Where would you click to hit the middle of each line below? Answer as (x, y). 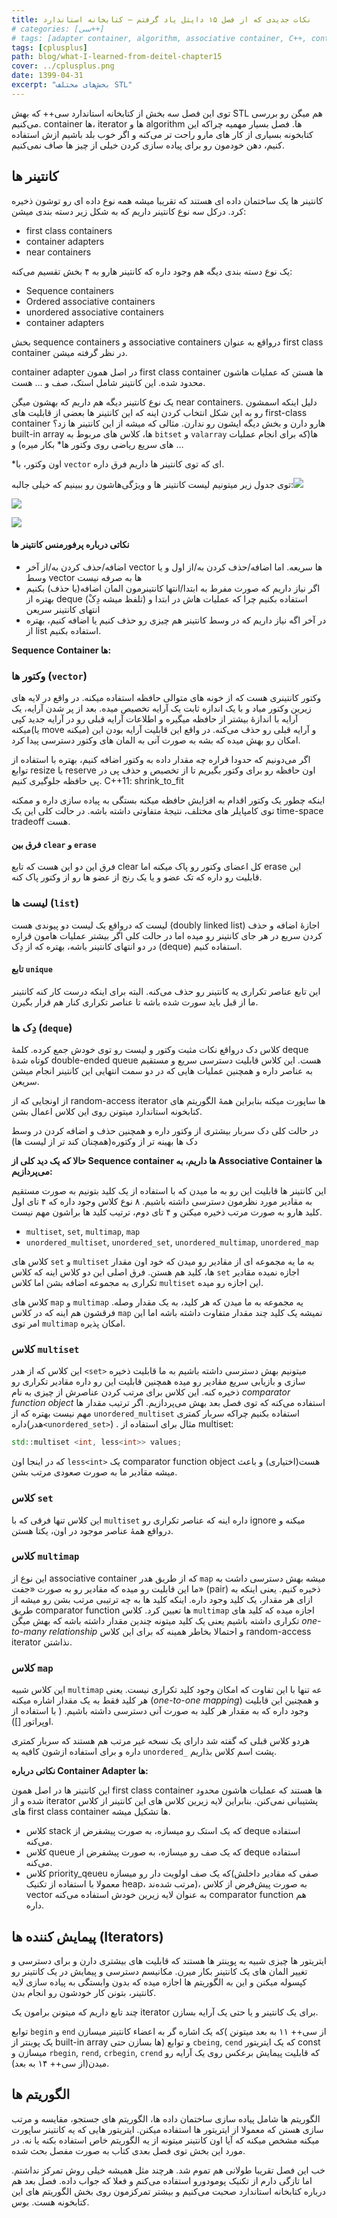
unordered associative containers (94, 312)
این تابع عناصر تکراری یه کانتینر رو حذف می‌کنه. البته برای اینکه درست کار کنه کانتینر (166, 991)
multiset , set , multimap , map (83, 1232)
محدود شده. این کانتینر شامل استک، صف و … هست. (108, 382)
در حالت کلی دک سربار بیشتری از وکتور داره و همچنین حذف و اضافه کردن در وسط (165, 1131)
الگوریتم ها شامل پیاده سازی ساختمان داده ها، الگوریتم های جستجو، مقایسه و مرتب (166, 2118)
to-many (29, 1631)
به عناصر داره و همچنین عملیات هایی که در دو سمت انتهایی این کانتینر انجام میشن (162, 1071)
